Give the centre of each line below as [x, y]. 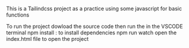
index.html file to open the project [48, 39]
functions [18, 15]
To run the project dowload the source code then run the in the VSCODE [94, 26]
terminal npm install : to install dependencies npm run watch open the [92, 33]
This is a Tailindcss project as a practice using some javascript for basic [94, 9]
